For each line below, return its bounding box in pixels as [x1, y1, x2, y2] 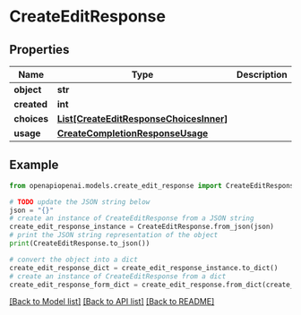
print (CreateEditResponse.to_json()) [9, 239, 150, 248]
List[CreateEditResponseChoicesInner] [56, 113, 228, 124]
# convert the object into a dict [9, 255, 139, 264]
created [13, 98, 47, 110]
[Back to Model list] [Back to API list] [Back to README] [9, 296, 215, 307]
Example [9, 157, 59, 173]
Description [236, 69, 288, 81]
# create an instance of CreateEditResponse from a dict [9, 271, 227, 281]
